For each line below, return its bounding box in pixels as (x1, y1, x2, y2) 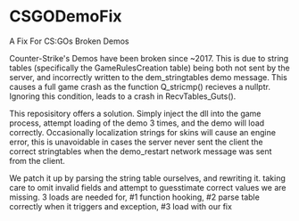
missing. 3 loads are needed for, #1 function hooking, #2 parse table (9, 192, 261, 202)
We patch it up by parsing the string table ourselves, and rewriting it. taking (9, 172, 286, 184)
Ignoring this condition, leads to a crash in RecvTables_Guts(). (9, 91, 237, 102)
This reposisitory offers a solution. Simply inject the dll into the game (9, 108, 262, 119)
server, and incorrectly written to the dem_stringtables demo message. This (9, 71, 287, 82)
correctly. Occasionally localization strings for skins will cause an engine (9, 127, 277, 137)
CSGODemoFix (9, 6, 122, 27)
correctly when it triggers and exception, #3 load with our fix (9, 201, 232, 211)
